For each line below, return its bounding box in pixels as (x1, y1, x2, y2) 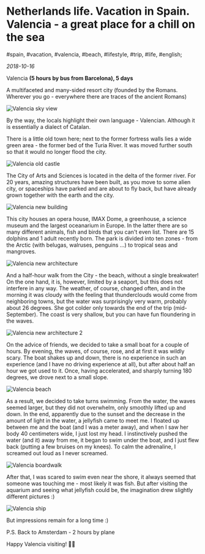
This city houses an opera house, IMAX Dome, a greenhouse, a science (6, 215, 187, 222)
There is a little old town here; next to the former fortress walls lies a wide (6, 135, 192, 142)
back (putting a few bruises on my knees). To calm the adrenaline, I (6, 443, 176, 450)
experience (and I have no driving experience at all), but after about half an (6, 360, 195, 367)
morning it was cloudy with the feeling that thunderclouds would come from (6, 291, 198, 298)
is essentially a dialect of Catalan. (6, 123, 91, 130)
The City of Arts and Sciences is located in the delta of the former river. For (6, 172, 196, 179)
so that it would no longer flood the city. (6, 148, 107, 155)
